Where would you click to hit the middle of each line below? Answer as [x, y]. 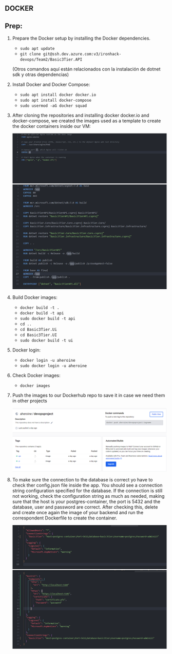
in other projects [30, 401]
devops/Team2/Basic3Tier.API [51, 60]
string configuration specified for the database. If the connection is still [87, 491]
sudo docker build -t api [47, 319]
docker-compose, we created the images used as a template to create [87, 121]
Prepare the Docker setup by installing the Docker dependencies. [81, 39]
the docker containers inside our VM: [51, 126]
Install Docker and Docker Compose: [51, 85]
